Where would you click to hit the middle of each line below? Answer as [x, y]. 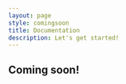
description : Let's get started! [64, 38]
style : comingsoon [39, 23]
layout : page [30, 15]
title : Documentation [44, 30]
